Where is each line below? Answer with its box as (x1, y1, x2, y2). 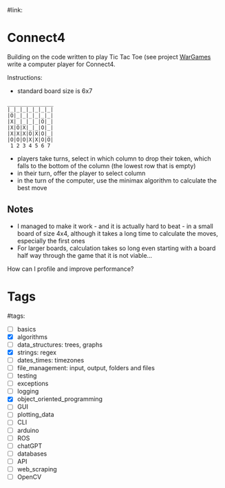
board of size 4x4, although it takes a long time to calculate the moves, (17, 229, 218, 237)
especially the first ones (17, 236, 85, 245)
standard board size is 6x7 (17, 86, 93, 95)
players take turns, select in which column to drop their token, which (17, 154, 211, 163)
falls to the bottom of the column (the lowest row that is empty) (17, 161, 196, 170)
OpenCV (17, 472, 42, 481)
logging (17, 387, 39, 396)
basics (17, 325, 36, 333)
